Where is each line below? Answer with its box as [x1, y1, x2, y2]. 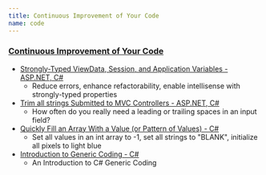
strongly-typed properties [31, 89, 118, 99]
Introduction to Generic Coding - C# [19, 149, 139, 159]
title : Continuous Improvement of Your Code [8, 11, 159, 20]
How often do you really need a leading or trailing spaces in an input [31, 106, 258, 116]
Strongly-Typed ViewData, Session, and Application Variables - [19, 63, 228, 73]
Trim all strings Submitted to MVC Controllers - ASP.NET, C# [19, 98, 220, 108]
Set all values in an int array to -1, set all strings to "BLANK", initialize [31, 132, 258, 141]
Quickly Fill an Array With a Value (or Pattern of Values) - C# [19, 124, 220, 133]
